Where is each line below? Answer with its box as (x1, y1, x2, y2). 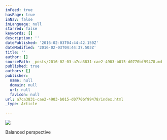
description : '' (5, 36, 40, 41)
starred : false (5, 26, 38, 31)
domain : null (10, 82, 38, 87)
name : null (10, 78, 33, 83)
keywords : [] (5, 31, 33, 36)
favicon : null (10, 92, 40, 97)
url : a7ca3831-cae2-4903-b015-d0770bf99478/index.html (5, 97, 124, 102)
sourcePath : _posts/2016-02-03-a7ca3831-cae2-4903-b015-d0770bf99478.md (5, 59, 162, 64)
